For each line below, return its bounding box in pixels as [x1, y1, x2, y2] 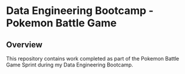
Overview [6, 40, 43, 50]
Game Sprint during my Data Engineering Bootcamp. [6, 61, 134, 68]
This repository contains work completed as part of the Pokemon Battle [6, 55, 180, 62]
